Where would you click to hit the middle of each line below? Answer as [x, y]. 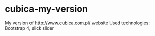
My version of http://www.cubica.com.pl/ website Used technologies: [77, 23]
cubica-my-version [46, 9]
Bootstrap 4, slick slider [29, 28]
